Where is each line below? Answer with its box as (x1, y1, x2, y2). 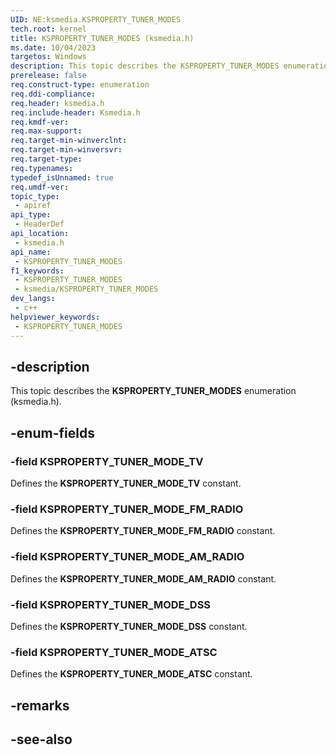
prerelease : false (10, 71, 87, 81)
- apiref (14, 201, 52, 211)
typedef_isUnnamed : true (10, 172, 114, 183)
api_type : (10, 210, 52, 220)
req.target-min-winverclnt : (10, 136, 128, 146)
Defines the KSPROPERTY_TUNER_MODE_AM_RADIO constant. (10, 572, 277, 585)
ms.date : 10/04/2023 (10, 42, 97, 53)
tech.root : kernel (10, 24, 87, 34)
